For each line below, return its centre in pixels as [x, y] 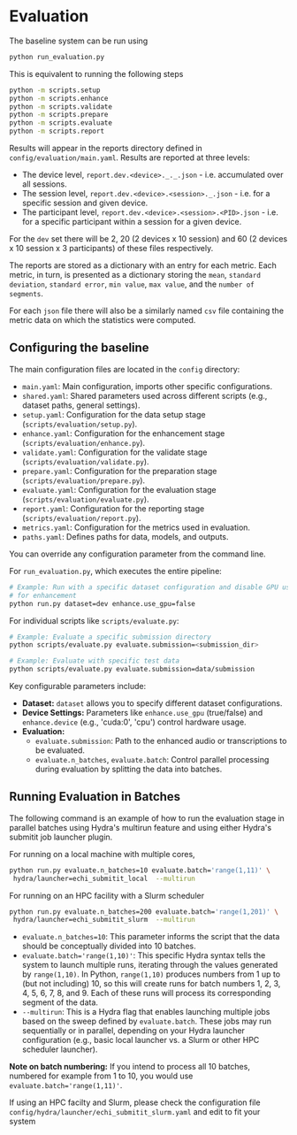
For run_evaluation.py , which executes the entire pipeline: [116, 571]
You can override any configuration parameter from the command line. [138, 554]
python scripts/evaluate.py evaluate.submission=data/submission [132, 670]
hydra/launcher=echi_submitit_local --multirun [104, 878]
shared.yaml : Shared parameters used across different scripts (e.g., [145, 395]
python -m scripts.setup [55, 90]
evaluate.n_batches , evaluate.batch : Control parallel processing [152, 759]
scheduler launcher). [60, 1049]
